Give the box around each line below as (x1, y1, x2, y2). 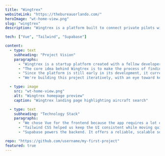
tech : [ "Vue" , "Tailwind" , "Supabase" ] (5, 34, 87, 39)
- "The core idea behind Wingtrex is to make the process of (18, 66, 146, 71)
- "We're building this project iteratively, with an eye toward (18, 75, 155, 80)
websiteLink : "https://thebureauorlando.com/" (5, 12, 102, 17)
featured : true (5, 143, 36, 148)
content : (5, 43, 23, 48)
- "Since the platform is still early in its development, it (18, 71, 148, 76)
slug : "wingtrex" (5, 21, 41, 26)
